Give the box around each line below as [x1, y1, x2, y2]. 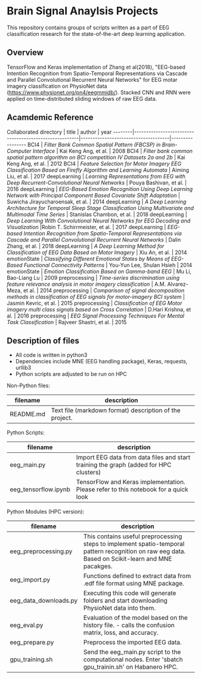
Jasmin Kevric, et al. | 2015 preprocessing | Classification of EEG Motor [7, 300, 183, 307]
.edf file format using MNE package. [83, 579, 184, 588]
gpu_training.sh [10, 655, 53, 663]
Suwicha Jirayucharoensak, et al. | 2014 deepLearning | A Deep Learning [7, 198, 187, 205]
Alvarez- [167, 280, 188, 288]
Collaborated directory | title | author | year [7, 128, 112, 135]
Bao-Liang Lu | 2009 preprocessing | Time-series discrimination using [7, 274, 180, 281]
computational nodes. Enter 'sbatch [83, 655, 183, 663]
